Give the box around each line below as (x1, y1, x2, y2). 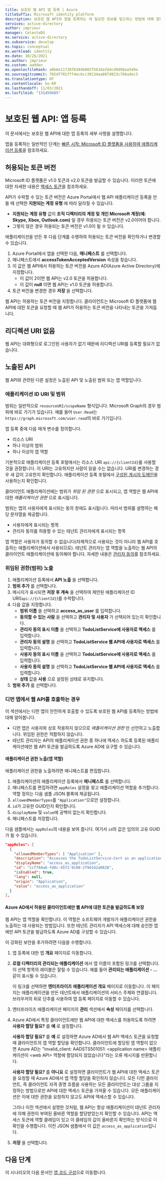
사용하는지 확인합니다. (5, 478, 48, 484)
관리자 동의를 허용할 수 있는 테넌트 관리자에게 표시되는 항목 (12, 528, 126, 534)
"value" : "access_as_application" (14, 884, 85, 889)
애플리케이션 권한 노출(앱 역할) (5, 756, 63, 762)
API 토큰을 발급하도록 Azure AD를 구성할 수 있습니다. (14, 928, 117, 934)
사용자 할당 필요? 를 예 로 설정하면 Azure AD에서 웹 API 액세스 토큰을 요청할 (12, 1033, 159, 1040)
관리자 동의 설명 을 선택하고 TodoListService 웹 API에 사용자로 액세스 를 (19, 639, 161, 645)
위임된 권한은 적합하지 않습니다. (23, 731, 84, 737)
